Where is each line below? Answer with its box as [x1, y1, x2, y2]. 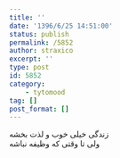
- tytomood [25, 87, 66, 96]
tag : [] [9, 96, 38, 105]
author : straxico [9, 46, 74, 55]
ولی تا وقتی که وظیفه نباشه [9, 138, 100, 149]
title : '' [9, 12, 46, 22]
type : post [9, 63, 50, 72]
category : [9, 79, 46, 88]
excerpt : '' [9, 54, 53, 63]
